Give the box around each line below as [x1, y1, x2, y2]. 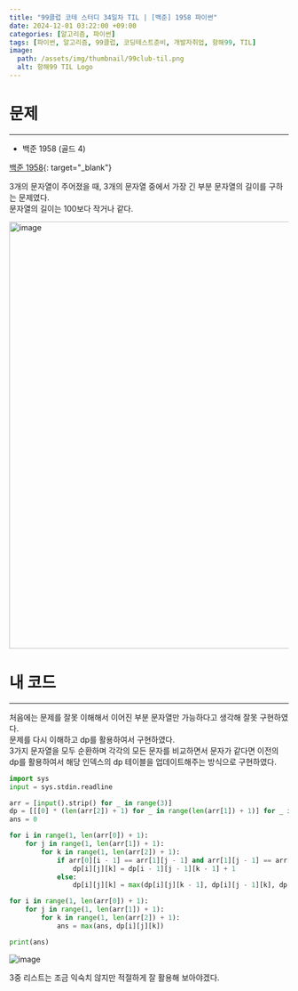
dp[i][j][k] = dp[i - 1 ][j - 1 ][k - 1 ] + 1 [72, 864, 237, 873]
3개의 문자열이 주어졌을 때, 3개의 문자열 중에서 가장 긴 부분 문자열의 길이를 [9, 181, 267, 191]
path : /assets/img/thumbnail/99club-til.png [17, 54, 184, 63]
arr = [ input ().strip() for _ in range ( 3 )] [9, 798, 173, 808]
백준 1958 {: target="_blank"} [9, 162, 113, 173]
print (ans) [9, 938, 50, 947]
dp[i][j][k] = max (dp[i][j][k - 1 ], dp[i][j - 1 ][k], [72, 881, 276, 890]
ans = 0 [9, 815, 38, 824]
